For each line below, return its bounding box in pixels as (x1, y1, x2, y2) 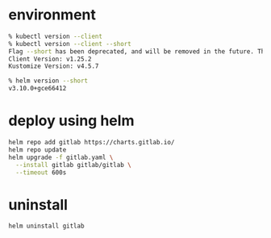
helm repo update (8, 145, 67, 154)
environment (8, 6, 97, 24)
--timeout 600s (15, 168, 67, 177)
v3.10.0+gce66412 (8, 85, 67, 93)
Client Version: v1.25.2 (8, 55, 92, 63)
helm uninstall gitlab (8, 222, 85, 231)
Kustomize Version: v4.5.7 (8, 62, 99, 70)
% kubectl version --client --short (8, 40, 131, 48)
